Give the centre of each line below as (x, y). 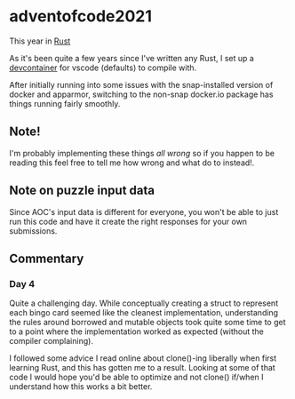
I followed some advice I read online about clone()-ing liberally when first (143, 358)
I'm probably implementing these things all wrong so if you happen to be (142, 153)
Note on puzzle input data (82, 191)
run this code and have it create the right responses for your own (128, 221)
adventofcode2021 (81, 16)
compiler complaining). (51, 341)
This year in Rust (40, 41)
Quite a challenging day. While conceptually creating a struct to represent (144, 303)
